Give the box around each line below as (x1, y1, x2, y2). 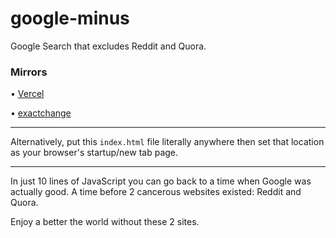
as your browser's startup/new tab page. (10, 147, 179, 159)
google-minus (10, 7, 130, 30)
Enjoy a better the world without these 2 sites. (10, 216, 200, 228)
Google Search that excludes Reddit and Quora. (10, 40, 207, 52)
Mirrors (10, 65, 48, 79)
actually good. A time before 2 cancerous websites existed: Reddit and (10, 186, 302, 198)
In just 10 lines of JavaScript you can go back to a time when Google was (10, 175, 312, 187)
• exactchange (10, 107, 72, 119)
